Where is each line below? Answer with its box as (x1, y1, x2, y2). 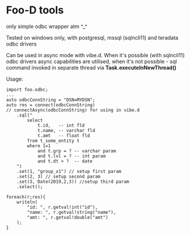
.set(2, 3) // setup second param (16, 173, 101, 179)
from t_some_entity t (27, 138, 80, 144)
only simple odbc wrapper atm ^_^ (6, 23, 88, 30)
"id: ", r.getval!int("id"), (27, 204, 98, 210)
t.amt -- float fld (37, 133, 91, 138)
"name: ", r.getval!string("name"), (27, 209, 116, 215)
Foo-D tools (6, 4, 64, 17)
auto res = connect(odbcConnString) (6, 102, 95, 108)
